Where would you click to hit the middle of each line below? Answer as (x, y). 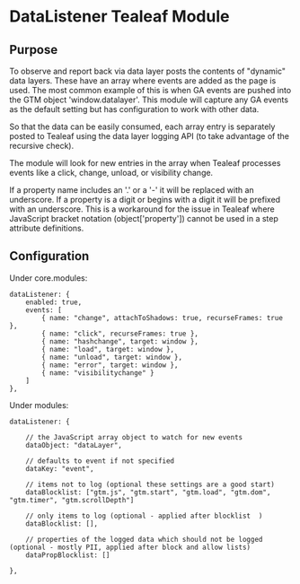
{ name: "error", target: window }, (110, 365)
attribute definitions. (47, 228)
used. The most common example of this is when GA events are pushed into (150, 90)
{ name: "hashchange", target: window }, (120, 341)
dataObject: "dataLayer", (74, 445)
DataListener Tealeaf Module (119, 17)
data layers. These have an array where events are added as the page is (143, 81)
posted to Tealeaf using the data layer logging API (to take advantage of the (150, 136)
